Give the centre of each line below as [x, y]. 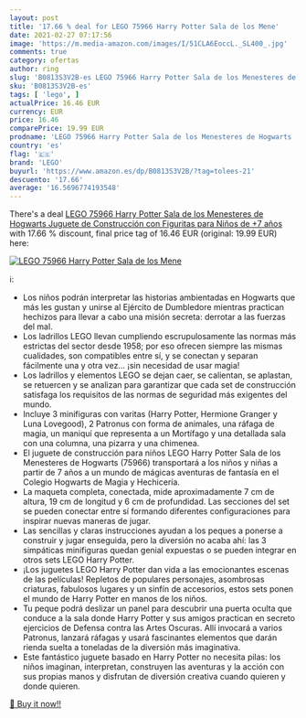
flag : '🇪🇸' [32, 154]
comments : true [38, 52]
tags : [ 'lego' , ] [44, 94]
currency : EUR [37, 112]
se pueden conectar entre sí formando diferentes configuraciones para [156, 511]
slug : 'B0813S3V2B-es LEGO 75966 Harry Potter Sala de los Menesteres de [153, 78]
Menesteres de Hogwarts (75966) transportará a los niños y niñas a [150, 463]
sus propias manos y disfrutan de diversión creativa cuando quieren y [154, 677]
